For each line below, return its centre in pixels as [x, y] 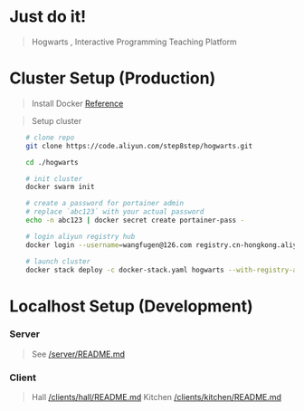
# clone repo [50, 138]
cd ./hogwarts [52, 162]
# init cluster [54, 178]
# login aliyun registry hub [81, 236]
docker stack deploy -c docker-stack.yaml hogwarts [125, 270]
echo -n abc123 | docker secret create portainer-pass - [135, 220]
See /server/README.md [78, 354]
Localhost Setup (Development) [131, 306]
